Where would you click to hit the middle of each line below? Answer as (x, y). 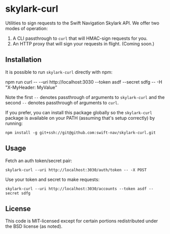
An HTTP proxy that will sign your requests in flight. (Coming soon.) (83, 43)
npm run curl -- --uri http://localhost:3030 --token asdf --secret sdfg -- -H (84, 82)
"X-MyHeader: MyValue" (31, 87)
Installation (23, 60)
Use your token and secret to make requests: (52, 179)
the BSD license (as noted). (34, 226)
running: (14, 123)
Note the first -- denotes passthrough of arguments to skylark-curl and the (85, 97)
